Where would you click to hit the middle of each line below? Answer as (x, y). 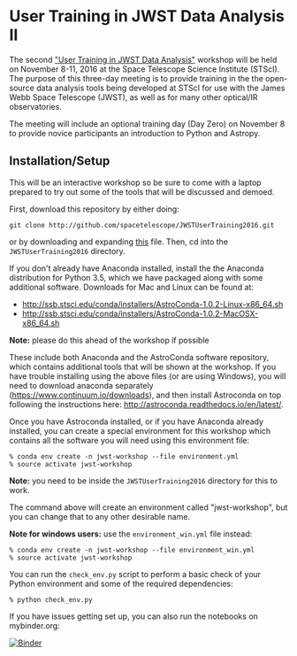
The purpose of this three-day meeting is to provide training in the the (136, 78)
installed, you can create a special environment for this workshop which (140, 430)
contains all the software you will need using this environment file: (129, 440)
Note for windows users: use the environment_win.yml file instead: (131, 534)
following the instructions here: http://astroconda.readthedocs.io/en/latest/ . (147, 404)
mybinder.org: (34, 625)
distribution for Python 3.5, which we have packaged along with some (136, 277)
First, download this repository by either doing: (94, 209)
